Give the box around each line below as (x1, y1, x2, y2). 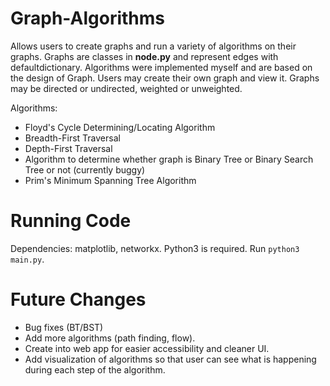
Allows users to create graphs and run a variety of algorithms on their (10, 40, 297, 52)
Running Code (10, 210, 132, 232)
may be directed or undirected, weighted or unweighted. (10, 82, 243, 94)
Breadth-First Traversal (24, 132, 121, 144)
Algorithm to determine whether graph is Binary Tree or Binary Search (24, 153, 314, 165)
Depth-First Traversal (24, 142, 113, 154)
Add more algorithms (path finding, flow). (24, 332, 196, 344)
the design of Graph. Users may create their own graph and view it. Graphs (10, 72, 320, 84)
